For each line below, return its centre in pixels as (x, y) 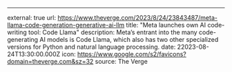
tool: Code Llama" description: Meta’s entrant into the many (113, 32)
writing (17, 32)
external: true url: (32, 17)
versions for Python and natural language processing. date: (91, 47)
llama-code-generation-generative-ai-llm (66, 25)
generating (23, 39)
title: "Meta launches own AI (166, 25)
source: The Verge (122, 61)
